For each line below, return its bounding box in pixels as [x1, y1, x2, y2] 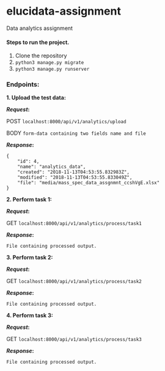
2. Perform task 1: [6, 196, 52, 203]
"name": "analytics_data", [17, 164, 86, 170]
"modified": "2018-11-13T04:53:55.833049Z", [17, 175, 133, 181]
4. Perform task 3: [6, 312, 53, 319]
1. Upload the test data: [6, 94, 66, 101]
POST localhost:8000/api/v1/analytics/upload [6, 118, 127, 125]
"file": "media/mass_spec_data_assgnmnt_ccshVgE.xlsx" [17, 180, 160, 186]
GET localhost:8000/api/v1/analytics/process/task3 [6, 336, 142, 343]
